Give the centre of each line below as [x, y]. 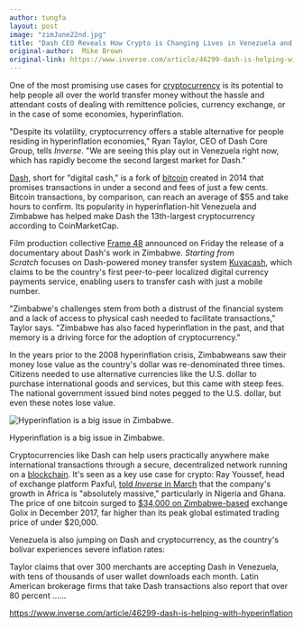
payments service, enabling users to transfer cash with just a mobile [136, 281]
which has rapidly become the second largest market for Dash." [128, 160]
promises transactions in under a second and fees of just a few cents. [139, 187]
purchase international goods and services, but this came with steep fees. [147, 383]
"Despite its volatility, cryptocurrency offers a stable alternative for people [147, 131]
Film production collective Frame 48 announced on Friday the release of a [147, 243]
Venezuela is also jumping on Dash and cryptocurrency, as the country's [144, 539]
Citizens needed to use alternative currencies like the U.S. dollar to [133, 374]
